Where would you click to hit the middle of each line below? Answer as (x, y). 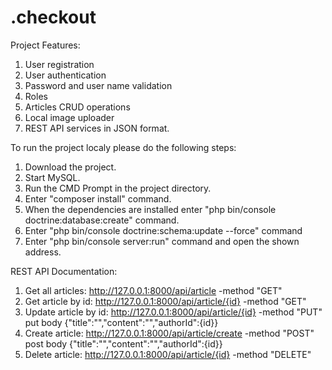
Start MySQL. (52, 177)
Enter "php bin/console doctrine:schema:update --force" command (163, 230)
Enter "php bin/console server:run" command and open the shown (162, 241)
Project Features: (45, 45)
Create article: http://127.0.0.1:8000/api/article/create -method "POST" (169, 333)
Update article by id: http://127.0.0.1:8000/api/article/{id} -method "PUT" (173, 312)
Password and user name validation (98, 85)
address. (43, 252)
